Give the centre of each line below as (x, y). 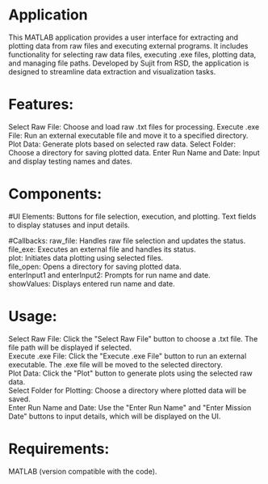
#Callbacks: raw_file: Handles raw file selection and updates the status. (127, 240)
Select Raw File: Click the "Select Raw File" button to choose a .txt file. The (133, 338)
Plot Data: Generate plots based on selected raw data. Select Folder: (122, 144)
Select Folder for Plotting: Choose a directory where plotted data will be (128, 390)
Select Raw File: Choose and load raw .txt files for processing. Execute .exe (134, 126)
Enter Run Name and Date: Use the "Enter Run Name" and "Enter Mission (130, 407)
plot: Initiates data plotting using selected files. (86, 257)
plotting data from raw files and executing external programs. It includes (128, 45)
